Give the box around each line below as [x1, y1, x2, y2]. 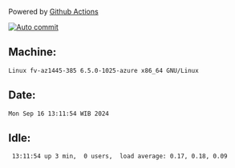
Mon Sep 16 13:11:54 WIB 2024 [8, 110, 110, 118]
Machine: [8, 46, 57, 59]
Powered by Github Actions [8, 7, 99, 16]
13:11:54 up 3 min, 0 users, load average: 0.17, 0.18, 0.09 [11, 152, 228, 161]
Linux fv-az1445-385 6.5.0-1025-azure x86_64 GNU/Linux [8, 66, 199, 74]
